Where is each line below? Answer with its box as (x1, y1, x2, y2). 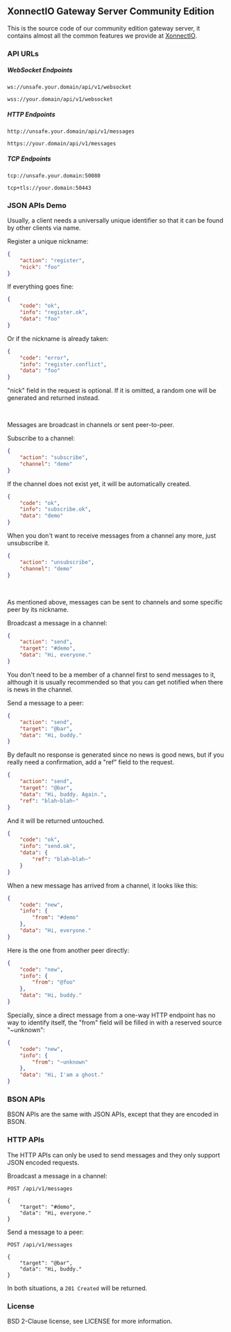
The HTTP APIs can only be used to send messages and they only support (7, 1150, 221, 1159)
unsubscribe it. (7, 539, 50, 547)
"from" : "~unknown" (32, 1059, 89, 1066)
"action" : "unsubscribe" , (19, 559, 95, 565)
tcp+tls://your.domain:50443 (7, 184, 92, 191)
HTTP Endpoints (7, 111, 55, 119)
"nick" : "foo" (19, 264, 60, 271)
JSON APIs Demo (7, 200, 67, 210)
